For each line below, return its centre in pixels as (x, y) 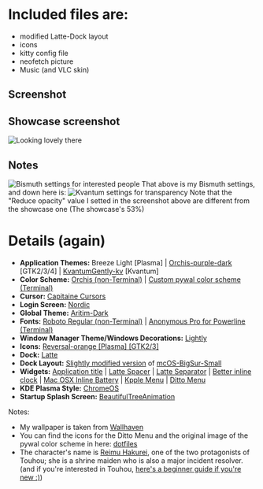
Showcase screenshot (64, 121)
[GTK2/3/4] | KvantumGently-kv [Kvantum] (89, 271)
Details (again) (57, 241)
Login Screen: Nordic (55, 304)
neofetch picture (46, 61)
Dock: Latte (39, 354)
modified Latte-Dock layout (64, 36)
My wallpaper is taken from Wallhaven (81, 427)
